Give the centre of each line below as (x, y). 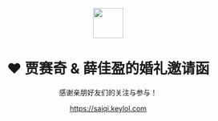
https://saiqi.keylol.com (108, 108)
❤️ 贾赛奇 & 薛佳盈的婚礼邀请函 (108, 69)
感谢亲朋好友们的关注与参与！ (108, 92)
